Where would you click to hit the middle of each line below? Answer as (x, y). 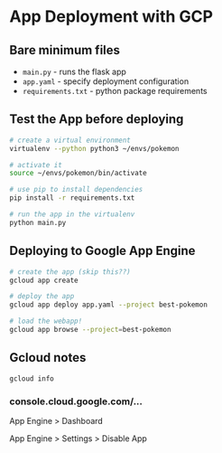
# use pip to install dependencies (76, 190)
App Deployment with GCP (111, 17)
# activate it (36, 165)
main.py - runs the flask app (74, 71)
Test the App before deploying (97, 119)
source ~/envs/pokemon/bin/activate (78, 174)
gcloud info (32, 378)
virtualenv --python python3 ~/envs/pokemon (94, 148)
